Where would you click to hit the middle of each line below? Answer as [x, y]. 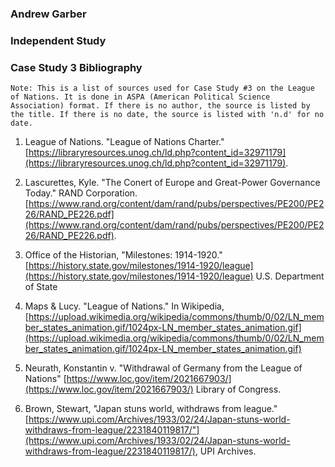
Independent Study [58, 40]
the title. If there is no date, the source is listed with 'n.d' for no [167, 115]
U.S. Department [290, 276]
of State [41, 287]
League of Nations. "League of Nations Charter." [124, 142]
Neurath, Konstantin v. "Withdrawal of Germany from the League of [163, 368]
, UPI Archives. [225, 451]
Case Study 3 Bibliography [76, 67]
